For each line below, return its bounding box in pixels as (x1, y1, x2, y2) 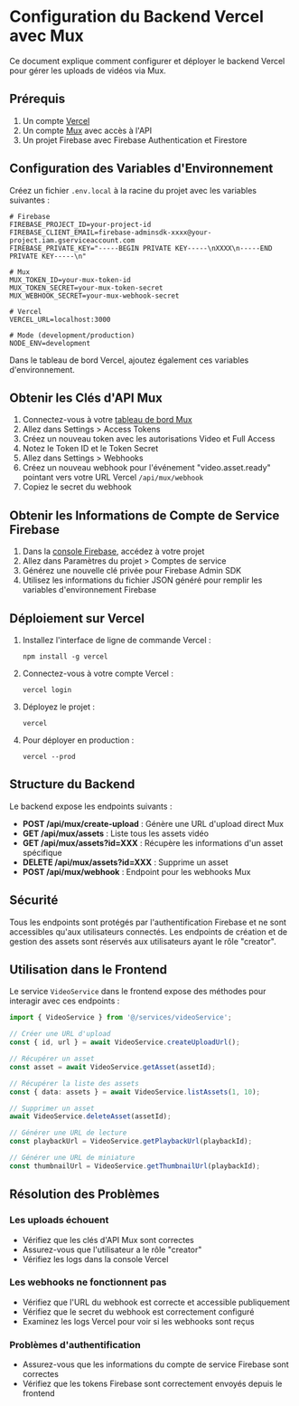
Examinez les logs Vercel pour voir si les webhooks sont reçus (22, 1316, 255, 1326)
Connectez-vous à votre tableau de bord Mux (22, 414, 192, 425)
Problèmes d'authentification (9, 1338, 142, 1351)
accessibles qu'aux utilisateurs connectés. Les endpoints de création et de (9, 926, 287, 937)
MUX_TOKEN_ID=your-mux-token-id (9, 275, 131, 284)
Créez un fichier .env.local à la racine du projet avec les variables (9, 185, 257, 195)
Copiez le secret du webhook (22, 481, 133, 492)
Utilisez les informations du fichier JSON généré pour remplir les (22, 575, 263, 585)
